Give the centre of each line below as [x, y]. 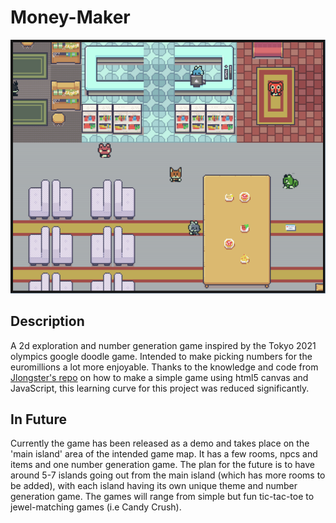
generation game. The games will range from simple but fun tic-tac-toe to [162, 497]
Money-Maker [70, 17]
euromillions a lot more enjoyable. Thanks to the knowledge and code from [164, 367]
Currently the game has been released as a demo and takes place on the [160, 443]
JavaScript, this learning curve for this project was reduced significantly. [160, 388]
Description [47, 321]
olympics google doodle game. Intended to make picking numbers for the [161, 356]
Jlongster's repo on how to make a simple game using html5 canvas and [159, 377]
